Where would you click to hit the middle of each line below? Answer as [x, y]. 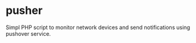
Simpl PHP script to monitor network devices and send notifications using [98, 27]
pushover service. [28, 33]
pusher [24, 11]
